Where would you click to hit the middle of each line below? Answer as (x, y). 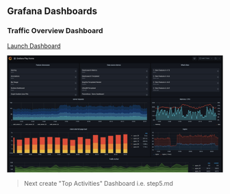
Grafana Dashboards (52, 11)
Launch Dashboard (34, 46)
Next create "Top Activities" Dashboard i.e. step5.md (98, 183)
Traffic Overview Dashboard (55, 31)
